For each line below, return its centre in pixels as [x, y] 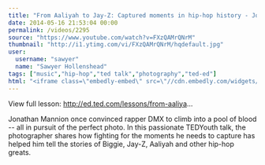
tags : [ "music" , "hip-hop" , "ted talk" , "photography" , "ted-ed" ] [112, 74]
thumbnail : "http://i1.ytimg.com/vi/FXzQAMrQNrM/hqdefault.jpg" [116, 45]
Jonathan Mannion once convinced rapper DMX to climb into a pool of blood [132, 119]
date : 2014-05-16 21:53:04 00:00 [63, 23]
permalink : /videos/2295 [49, 30]
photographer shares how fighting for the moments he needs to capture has [132, 135]
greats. [20, 152]
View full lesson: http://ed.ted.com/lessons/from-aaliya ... [101, 104]
